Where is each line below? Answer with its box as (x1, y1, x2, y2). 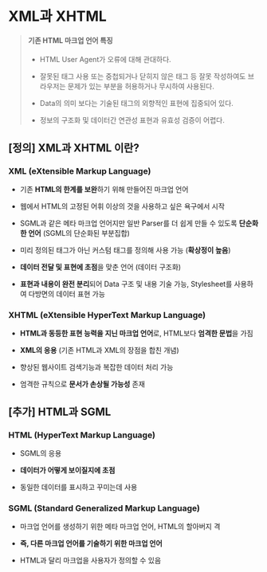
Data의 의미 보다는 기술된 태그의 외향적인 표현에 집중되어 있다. (39, 99, 234, 108)
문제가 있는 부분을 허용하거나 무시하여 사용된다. (67, 81, 215, 92)
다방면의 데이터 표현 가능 (28, 289, 106, 299)
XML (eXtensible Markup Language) (8, 165, 151, 176)
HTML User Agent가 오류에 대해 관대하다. (39, 55, 171, 65)
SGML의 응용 (19, 449, 62, 458)
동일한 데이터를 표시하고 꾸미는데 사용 (19, 483, 138, 492)
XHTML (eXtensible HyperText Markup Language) (8, 310, 206, 320)
